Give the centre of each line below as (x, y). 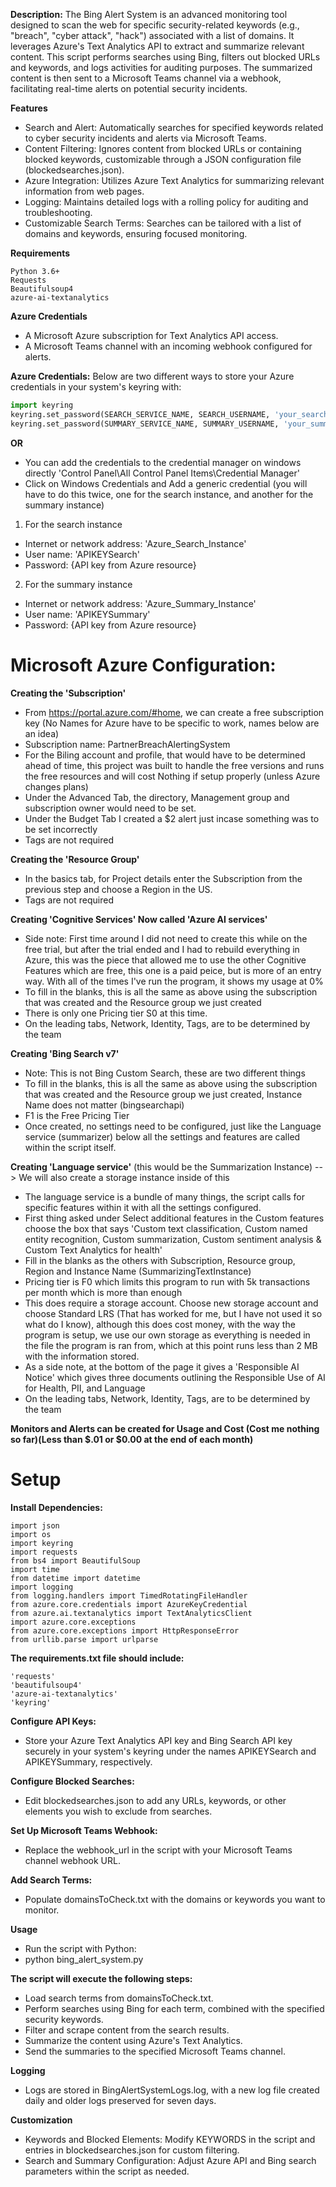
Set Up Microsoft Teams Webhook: (84, 1830)
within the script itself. (70, 1147)
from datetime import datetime (75, 1578)
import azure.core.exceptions (73, 1622)
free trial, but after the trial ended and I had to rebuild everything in (162, 949)
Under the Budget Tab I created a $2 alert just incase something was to (172, 818)
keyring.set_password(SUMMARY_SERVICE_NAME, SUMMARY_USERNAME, (145, 424)
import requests (44, 1552)
